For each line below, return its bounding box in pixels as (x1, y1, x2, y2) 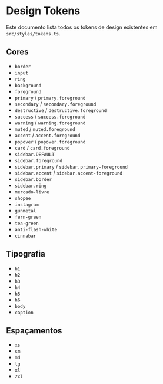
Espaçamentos (6, 326, 62, 336)
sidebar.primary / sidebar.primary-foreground (14, 163, 128, 170)
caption (14, 310, 34, 316)
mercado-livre (14, 189, 49, 195)
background (14, 83, 42, 88)
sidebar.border (14, 176, 52, 182)
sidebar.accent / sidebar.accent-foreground (14, 169, 122, 176)
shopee (14, 195, 31, 201)
